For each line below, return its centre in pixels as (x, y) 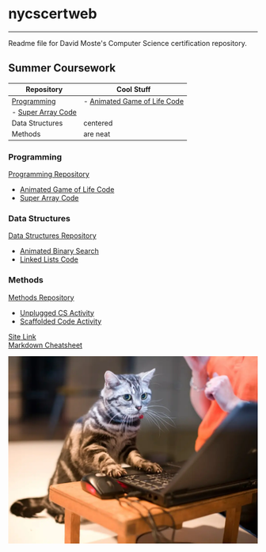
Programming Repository (49, 174)
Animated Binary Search (59, 251)
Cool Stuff (133, 90)
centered (98, 123)
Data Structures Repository (52, 236)
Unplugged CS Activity (57, 312)
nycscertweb (53, 14)
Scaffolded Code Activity (61, 321)
